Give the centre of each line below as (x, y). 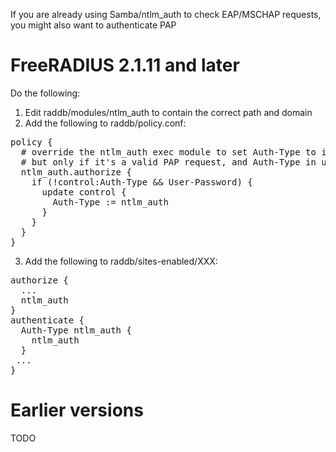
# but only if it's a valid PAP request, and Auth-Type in (168, 162)
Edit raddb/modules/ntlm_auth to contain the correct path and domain (168, 112)
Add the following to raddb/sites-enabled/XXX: (121, 261)
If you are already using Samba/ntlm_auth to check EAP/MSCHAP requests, (166, 14)
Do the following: (45, 93)
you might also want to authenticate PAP (93, 25)
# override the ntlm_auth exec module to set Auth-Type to (168, 152)
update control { (84, 192)
